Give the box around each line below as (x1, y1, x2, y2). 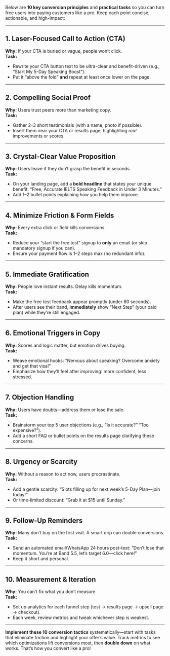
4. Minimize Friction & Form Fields (5, 211, 114, 220)
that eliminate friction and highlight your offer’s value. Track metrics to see (5, 635, 160, 641)
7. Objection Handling (5, 393, 74, 402)
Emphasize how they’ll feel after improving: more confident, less (12, 368, 147, 374)
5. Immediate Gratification (5, 270, 90, 278)
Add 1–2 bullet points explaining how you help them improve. (12, 192, 139, 198)
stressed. (12, 374, 32, 380)
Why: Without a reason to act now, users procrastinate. (5, 471, 120, 477)
